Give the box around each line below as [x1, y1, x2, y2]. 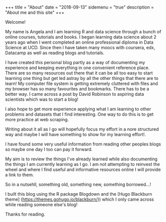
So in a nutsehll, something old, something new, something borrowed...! [5, 181, 151, 187]
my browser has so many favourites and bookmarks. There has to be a [5, 86, 150, 91]
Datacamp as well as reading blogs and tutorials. [5, 50, 105, 56]
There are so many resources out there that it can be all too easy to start [5, 70, 153, 76]
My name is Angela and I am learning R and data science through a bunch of [5, 29, 162, 34]
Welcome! [5, 19, 26, 25]
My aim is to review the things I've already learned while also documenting [5, 156, 158, 162]
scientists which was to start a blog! [5, 96, 78, 102]
